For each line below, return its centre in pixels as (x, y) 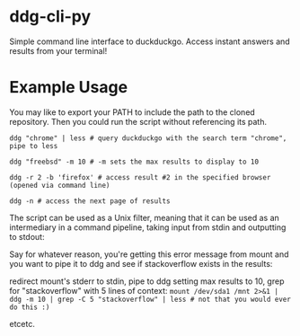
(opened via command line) (60, 185)
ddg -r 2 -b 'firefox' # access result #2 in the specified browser (140, 177)
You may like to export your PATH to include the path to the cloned (132, 112)
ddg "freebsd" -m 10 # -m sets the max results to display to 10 (134, 162)
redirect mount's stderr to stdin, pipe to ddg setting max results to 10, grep (147, 281)
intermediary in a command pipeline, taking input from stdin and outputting (148, 227)
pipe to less (34, 146)
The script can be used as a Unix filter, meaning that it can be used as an (145, 217)
